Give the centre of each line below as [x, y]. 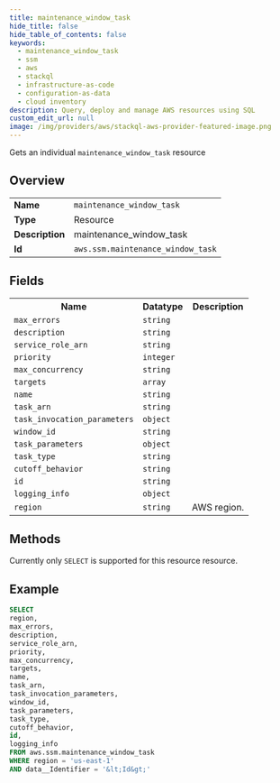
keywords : [28, 43]
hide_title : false [44, 26]
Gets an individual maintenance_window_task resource [108, 152]
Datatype [163, 306]
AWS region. [218, 507]
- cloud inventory [52, 101]
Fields [27, 281]
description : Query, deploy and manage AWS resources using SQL [132, 110]
